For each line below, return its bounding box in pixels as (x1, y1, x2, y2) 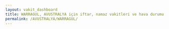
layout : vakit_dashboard (5, 7, 58, 12)
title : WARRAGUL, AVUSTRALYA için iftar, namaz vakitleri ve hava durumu (5, 12, 164, 17)
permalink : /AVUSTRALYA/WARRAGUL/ (5, 16, 78, 21)
